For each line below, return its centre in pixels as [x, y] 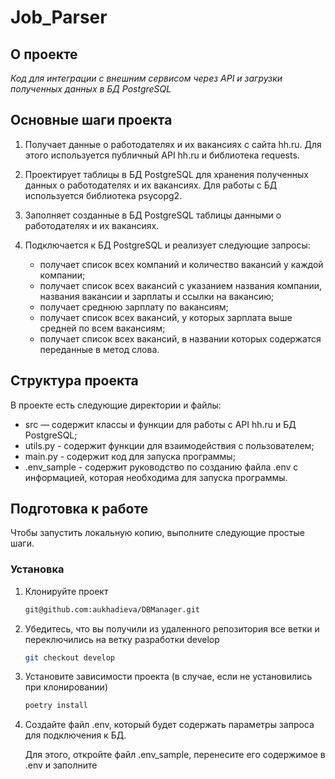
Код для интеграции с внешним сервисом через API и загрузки [146, 78]
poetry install [56, 706]
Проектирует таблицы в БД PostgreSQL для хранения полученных [166, 174]
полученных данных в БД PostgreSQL [91, 89]
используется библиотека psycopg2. [103, 195]
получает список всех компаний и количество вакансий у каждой [181, 264]
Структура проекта [74, 381]
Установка [37, 569]
